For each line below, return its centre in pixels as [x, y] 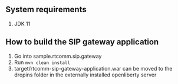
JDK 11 [22, 23]
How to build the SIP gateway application [82, 42]
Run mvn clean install [42, 62]
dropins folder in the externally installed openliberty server [85, 75]
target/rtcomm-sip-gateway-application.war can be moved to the [93, 68]
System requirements [46, 10]
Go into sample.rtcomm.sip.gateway [58, 56]
